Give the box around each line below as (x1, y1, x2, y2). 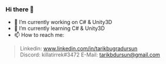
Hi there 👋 (5, 5, 35, 14)
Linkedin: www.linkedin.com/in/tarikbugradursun (19, 45, 138, 52)
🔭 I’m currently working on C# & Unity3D (13, 19, 113, 26)
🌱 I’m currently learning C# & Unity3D (13, 25, 105, 32)
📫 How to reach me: (13, 32, 65, 39)
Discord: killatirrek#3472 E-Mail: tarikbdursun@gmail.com (19, 51, 161, 58)
